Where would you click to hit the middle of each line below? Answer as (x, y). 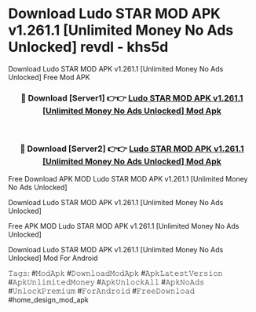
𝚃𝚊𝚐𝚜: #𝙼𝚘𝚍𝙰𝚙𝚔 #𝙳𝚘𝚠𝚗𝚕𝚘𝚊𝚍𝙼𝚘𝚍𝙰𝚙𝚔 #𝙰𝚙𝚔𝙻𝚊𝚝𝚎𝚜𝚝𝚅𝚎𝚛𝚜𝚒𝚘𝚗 (116, 273)
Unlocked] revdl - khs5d (88, 47)
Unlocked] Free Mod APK (49, 77)
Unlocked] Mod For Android (53, 258)
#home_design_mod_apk (48, 299)
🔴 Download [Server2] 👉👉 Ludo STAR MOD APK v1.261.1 (132, 149)
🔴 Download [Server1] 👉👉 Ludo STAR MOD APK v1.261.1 (132, 97)
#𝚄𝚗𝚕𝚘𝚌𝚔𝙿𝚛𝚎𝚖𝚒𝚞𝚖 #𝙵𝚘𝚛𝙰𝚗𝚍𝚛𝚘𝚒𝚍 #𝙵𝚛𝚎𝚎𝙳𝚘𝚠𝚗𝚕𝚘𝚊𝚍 (101, 291)
